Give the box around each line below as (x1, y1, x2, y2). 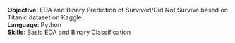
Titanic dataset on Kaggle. (7, 13, 84, 21)
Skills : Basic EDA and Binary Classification (7, 28, 131, 36)
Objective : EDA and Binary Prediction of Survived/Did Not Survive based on (7, 6, 228, 14)
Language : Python (7, 21, 62, 28)
